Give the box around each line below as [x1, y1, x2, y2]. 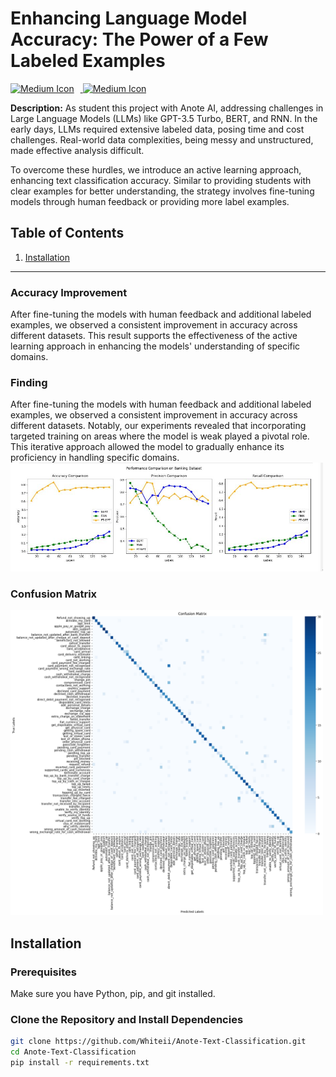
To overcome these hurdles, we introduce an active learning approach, [10, 163, 302, 176]
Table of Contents [10, 225, 125, 242]
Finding [10, 375, 48, 389]
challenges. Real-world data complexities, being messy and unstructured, [10, 133, 314, 146]
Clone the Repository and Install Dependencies [10, 1012, 244, 1026]
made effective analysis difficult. [10, 144, 145, 156]
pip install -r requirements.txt [10, 1058, 150, 1068]
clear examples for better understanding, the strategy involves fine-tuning [10, 185, 315, 197]
